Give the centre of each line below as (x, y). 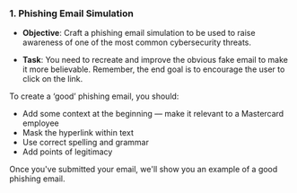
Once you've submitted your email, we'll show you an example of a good (144, 170)
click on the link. (52, 79)
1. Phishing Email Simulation (72, 13)
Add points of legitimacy (67, 152)
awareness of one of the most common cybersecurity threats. (137, 42)
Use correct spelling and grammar (86, 143)
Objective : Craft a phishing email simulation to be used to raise (139, 33)
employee (41, 123)
